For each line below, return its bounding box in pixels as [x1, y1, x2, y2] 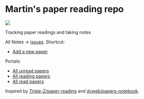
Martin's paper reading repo [5, 3, 124, 15]
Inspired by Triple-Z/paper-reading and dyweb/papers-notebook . [5, 88, 140, 94]
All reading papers [12, 73, 51, 79]
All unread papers [12, 68, 49, 74]
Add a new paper [12, 48, 48, 54]
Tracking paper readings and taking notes [5, 29, 91, 35]
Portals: [5, 58, 21, 64]
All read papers [12, 78, 44, 84]
